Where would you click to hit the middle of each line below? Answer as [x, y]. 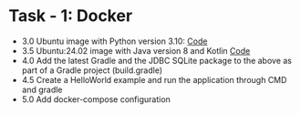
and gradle [42, 89]
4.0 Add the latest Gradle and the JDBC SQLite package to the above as [157, 60]
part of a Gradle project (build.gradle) [92, 70]
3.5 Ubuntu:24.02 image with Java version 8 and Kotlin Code [136, 50]
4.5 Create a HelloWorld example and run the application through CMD [154, 79]
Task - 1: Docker [71, 16]
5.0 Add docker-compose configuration [96, 99]
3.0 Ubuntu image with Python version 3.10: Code [114, 41]
